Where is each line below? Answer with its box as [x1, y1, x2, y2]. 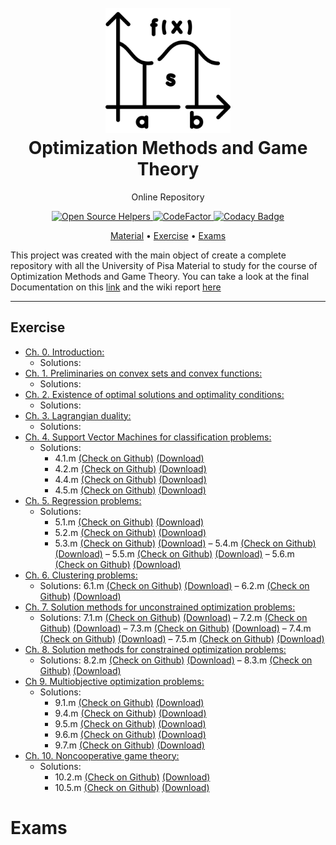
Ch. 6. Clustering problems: [24, 569, 138, 581]
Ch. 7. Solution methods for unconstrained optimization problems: [24, 601, 296, 613]
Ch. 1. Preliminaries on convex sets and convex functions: [24, 367, 263, 379]
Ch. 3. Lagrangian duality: [24, 409, 132, 421]
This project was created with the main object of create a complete [10, 249, 287, 261]
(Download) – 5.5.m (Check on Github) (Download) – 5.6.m [54, 547, 295, 560]
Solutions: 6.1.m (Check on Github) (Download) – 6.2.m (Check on [39, 579, 310, 591]
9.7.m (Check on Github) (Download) [54, 739, 205, 751]
